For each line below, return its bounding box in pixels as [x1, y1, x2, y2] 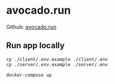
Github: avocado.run [6, 23, 57, 30]
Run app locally [6, 41, 65, 51]
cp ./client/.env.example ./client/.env [6, 56, 109, 63]
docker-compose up [6, 72, 52, 78]
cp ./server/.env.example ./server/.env [6, 61, 109, 67]
